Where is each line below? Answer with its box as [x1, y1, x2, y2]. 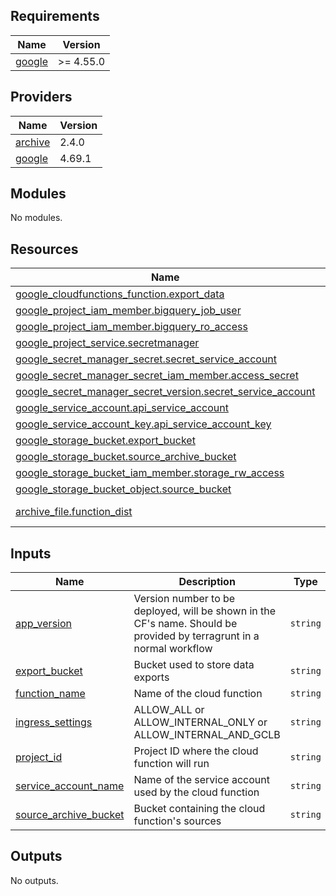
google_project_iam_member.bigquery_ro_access [15, 320, 248, 334]
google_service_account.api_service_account [15, 401, 229, 415]
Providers [10, 89, 73, 106]
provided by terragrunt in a [133, 629, 260, 643]
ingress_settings [15, 715, 93, 729]
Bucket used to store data [133, 658, 255, 672]
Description [178, 575, 236, 589]
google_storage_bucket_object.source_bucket [15, 482, 232, 496]
